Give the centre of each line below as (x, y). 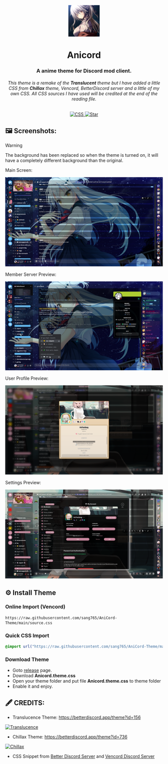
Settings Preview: (23, 482)
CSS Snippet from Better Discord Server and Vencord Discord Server (83, 756)
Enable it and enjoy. (33, 686)
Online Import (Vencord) (35, 607)
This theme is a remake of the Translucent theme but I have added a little (84, 83)
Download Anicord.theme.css (44, 676)
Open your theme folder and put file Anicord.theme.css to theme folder (87, 681)
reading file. (84, 99)
